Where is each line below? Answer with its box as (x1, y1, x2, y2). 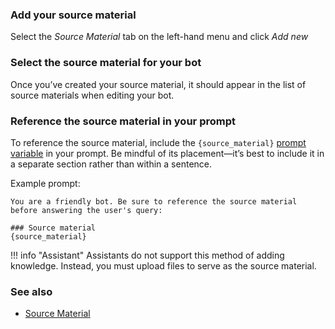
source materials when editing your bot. (10, 89, 175, 101)
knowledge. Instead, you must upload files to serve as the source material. (10, 259, 317, 272)
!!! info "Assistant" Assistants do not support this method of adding (10, 249, 285, 261)
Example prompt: (10, 177, 81, 189)
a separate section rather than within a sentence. (10, 158, 213, 170)
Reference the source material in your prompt (10, 114, 236, 128)
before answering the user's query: (10, 205, 163, 215)
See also (10, 284, 53, 298)
